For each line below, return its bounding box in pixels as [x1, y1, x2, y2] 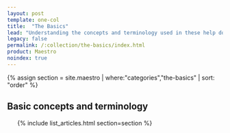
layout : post [7, 10, 44, 17]
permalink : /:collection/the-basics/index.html [7, 42, 146, 49]
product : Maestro [7, 49, 57, 56]
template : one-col [7, 16, 60, 23]
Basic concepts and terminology [7, 101, 149, 112]
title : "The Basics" [7, 23, 69, 29]
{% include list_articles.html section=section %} [16, 119, 153, 127]
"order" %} [7, 80, 38, 89]
